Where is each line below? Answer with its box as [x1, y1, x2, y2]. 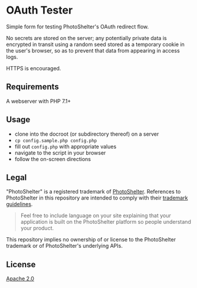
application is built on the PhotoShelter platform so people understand [20, 218, 192, 225]
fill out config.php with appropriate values [14, 143, 117, 150]
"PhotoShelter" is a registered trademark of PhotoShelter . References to [6, 188, 181, 195]
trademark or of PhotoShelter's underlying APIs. [6, 243, 123, 250]
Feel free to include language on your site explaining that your [20, 212, 171, 219]
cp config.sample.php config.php [14, 138, 97, 143]
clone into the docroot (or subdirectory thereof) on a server [14, 130, 159, 138]
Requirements [6, 82, 59, 92]
